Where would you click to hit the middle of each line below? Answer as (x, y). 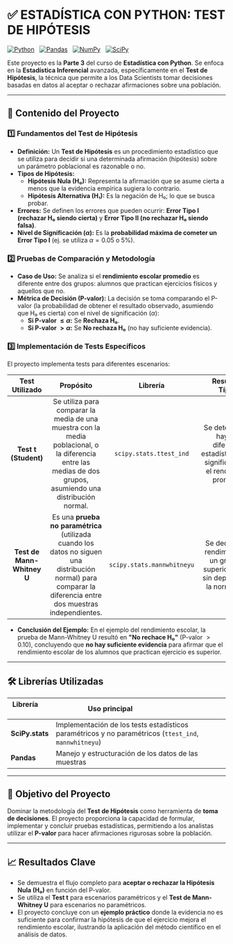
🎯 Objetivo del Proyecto (59, 794)
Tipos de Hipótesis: (46, 173)
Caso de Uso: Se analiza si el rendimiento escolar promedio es (108, 276)
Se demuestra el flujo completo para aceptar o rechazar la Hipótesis (116, 882)
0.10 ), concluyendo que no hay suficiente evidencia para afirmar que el (120, 645)
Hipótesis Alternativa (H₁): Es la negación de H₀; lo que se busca (121, 195)
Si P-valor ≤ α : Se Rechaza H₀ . (74, 320)
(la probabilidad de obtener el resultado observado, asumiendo (123, 305)
